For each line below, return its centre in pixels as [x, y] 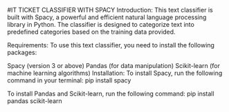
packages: [22, 52]
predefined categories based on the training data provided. [91, 32]
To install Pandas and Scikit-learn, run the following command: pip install [111, 93]
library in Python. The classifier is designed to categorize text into [101, 24]
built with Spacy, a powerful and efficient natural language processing [107, 17]
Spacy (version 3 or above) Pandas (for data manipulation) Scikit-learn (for [113, 66]
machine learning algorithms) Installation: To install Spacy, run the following [115, 73]
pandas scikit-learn [35, 101]
